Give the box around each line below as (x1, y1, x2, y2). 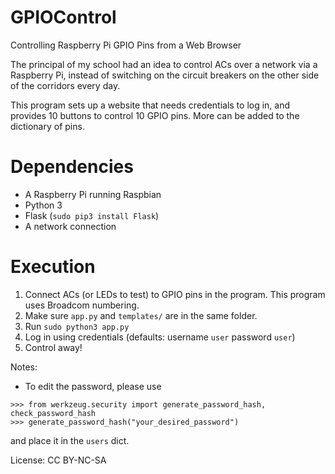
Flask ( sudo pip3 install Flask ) (24, 209, 160, 221)
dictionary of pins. (10, 120, 85, 132)
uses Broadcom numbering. (24, 299, 140, 311)
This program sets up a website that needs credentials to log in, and (10, 99, 291, 111)
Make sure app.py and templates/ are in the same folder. (24, 309, 258, 321)
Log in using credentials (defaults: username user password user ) (24, 331, 296, 343)
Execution (10, 256, 96, 278)
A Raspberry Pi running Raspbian (24, 188, 162, 200)
